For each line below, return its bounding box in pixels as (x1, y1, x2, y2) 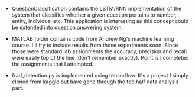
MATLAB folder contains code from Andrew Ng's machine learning (11, 35, 174, 42)
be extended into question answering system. (11, 24, 123, 31)
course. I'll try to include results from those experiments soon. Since (11, 41, 178, 48)
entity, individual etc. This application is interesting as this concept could (11, 18, 189, 24)
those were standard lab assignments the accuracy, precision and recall (11, 48, 187, 55)
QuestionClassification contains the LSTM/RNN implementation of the (11, 5, 182, 12)
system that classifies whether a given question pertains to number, (11, 11, 177, 18)
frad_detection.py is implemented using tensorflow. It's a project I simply (11, 72, 189, 79)
